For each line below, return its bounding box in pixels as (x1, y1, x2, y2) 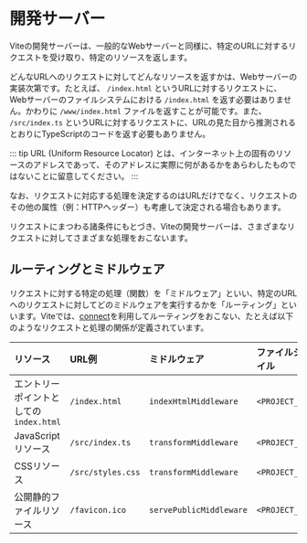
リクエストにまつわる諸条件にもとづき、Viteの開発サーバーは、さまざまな (9, 220, 288, 231)
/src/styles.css (69, 467, 141, 477)
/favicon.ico (69, 505, 127, 515)
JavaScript (14, 429, 61, 442)
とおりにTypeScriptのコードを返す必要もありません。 (9, 128, 211, 139)
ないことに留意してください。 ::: (16, 170, 139, 181)
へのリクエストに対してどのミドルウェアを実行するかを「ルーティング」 (9, 299, 281, 310)
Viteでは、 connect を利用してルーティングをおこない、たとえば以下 (40, 310, 294, 321)
